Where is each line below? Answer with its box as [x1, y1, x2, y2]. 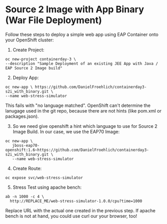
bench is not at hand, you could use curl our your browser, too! [5, 213, 137, 219]
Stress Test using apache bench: [12, 184, 82, 190]
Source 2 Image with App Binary [5, 4, 144, 15]
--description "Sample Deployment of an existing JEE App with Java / [5, 61, 158, 66]
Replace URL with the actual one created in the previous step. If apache [5, 207, 156, 213]
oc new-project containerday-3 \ [5, 56, 76, 62]
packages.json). [5, 113, 39, 119]
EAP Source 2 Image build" [5, 65, 63, 71]
